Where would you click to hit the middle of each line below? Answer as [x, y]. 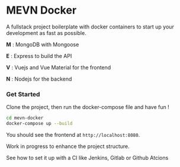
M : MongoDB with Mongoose [43, 44]
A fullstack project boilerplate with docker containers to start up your [90, 27]
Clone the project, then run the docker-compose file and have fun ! [88, 107]
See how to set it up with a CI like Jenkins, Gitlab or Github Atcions [87, 158]
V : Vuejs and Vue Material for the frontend [59, 67]
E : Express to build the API [39, 56]
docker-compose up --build [39, 124]
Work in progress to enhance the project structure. [68, 146]
